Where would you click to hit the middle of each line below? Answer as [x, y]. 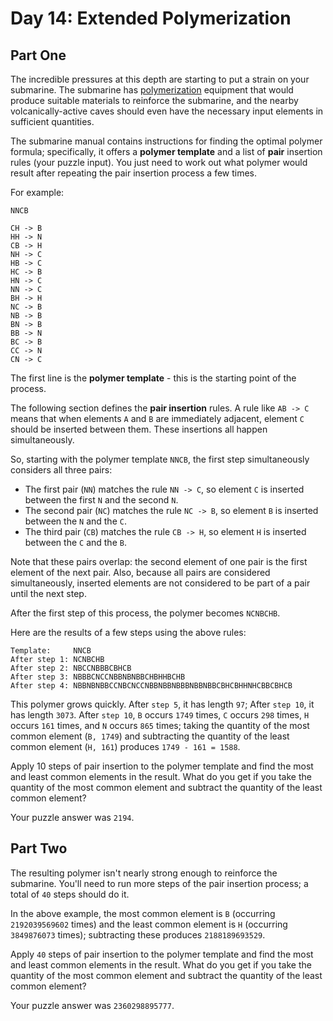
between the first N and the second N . [101, 500]
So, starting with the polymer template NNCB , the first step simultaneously [160, 459]
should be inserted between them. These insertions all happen [139, 429]
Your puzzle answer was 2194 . [72, 817]
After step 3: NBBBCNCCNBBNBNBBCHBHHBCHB [98, 677]
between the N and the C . [75, 521]
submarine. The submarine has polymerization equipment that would [152, 90]
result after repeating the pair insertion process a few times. [134, 173]
